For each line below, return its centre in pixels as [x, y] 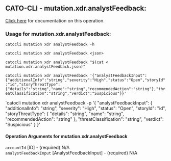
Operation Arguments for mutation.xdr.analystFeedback [66, 136]
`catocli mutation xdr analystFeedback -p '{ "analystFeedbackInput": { [79, 103]
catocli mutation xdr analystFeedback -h [50, 45]
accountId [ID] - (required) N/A [38, 148]
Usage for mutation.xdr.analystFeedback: [58, 34]
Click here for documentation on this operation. [55, 20]
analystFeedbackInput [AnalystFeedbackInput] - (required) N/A [71, 153]
